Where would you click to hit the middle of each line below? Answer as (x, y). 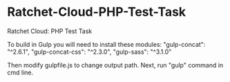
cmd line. (20, 72)
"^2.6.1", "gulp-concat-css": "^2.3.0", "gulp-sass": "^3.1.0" (89, 52)
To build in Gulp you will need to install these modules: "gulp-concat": (106, 44)
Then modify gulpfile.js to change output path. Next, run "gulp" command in (115, 65)
